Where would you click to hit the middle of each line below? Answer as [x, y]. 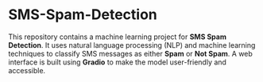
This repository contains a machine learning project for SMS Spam [117, 37]
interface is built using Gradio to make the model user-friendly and [117, 62]
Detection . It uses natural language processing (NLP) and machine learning [132, 45]
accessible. [27, 70]
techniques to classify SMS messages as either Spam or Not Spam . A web [130, 53]
